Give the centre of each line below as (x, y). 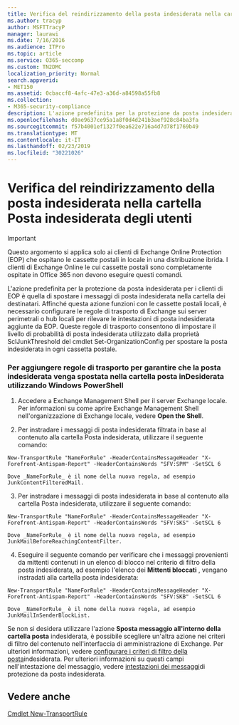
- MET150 (20, 87)
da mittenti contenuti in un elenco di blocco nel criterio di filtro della (116, 563)
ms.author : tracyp (34, 21)
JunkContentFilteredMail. (46, 483)
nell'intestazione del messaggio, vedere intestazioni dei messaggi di (106, 667)
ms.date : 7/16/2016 (36, 41)
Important (22, 238)
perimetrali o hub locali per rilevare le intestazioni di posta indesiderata (111, 318)
